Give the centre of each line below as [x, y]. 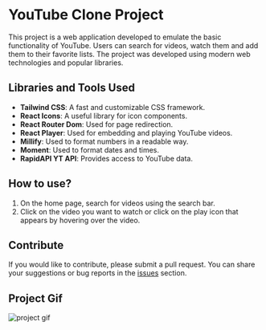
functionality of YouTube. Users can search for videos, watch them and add [133, 45]
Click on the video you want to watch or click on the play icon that [129, 211]
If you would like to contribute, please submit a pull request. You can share [132, 265]
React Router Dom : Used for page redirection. [96, 124]
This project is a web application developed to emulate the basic [115, 37]
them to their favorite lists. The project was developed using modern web [129, 54]
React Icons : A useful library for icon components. [103, 116]
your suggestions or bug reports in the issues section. [98, 273]
